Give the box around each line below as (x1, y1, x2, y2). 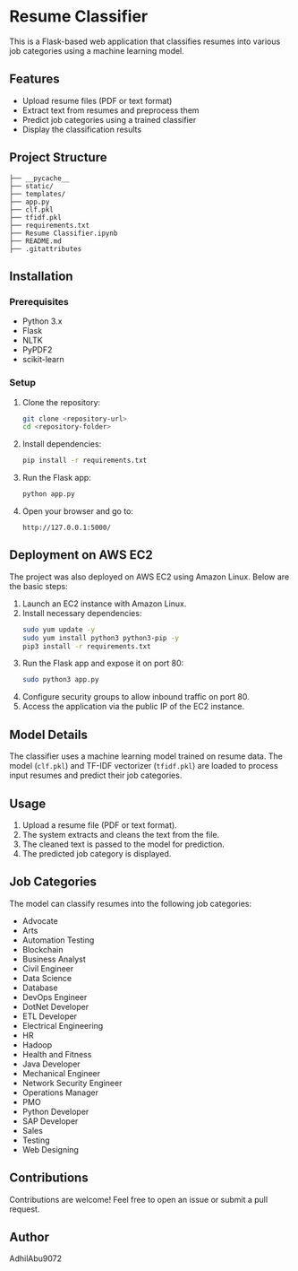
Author (9, 1230, 49, 1244)
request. (9, 1204, 40, 1214)
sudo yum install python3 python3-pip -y (21, 633, 180, 642)
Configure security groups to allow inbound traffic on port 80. (21, 692, 250, 702)
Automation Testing (21, 935, 95, 945)
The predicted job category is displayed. (21, 848, 172, 858)
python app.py (21, 490, 75, 499)
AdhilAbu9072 (9, 1253, 63, 1264)
